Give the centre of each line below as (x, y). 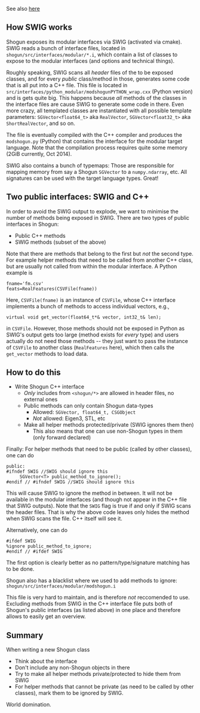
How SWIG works (39, 27)
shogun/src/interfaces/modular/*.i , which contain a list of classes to (92, 54)
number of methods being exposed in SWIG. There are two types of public (98, 218)
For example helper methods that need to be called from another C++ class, (99, 260)
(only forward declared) (62, 437)
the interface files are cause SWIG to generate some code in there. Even (95, 104)
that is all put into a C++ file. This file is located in (67, 85)
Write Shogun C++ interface (50, 387)
